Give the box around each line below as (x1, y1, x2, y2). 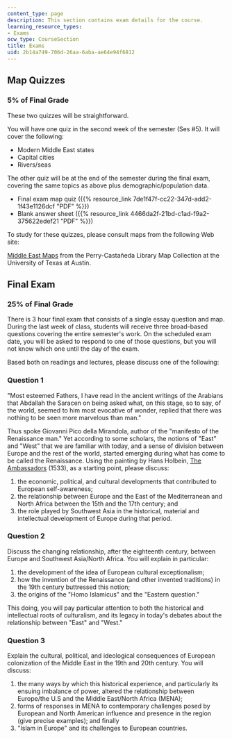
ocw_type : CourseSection (7, 36, 79, 43)
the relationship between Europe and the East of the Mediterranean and (17, 492, 223, 500)
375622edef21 (17, 217, 59, 225)
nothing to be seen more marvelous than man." (7, 413, 142, 422)
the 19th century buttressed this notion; (17, 583, 131, 591)
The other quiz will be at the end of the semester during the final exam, (7, 174, 210, 182)
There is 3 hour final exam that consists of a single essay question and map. (7, 315, 225, 324)
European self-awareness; (17, 484, 93, 493)
